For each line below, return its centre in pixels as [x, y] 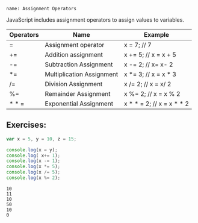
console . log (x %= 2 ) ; [33, 178]
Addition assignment [74, 55]
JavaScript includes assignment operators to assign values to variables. [95, 20]
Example [156, 35]
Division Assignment [74, 84]
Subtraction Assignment [79, 64]
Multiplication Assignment [82, 74]
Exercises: [26, 125]
